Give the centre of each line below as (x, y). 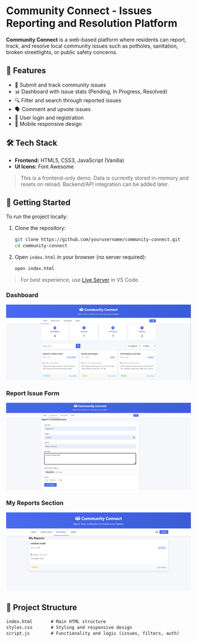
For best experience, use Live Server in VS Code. (80, 280)
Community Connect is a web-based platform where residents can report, (96, 39)
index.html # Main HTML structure (56, 621)
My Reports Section (35, 503)
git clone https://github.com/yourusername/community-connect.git (97, 239)
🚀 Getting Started (38, 202)
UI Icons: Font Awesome (44, 167)
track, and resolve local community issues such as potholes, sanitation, (92, 46)
